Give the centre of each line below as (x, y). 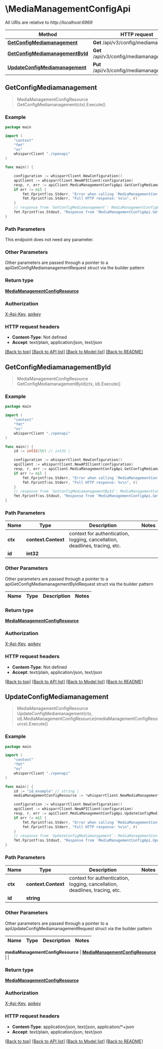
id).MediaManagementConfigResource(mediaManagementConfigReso (87, 719)
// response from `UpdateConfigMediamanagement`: (65, 836)
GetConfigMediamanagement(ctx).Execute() (61, 104)
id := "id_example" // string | (46, 791)
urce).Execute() (33, 724)
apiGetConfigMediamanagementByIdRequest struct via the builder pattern (79, 584)
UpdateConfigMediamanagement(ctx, (55, 714)
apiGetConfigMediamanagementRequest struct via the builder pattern (75, 268)
